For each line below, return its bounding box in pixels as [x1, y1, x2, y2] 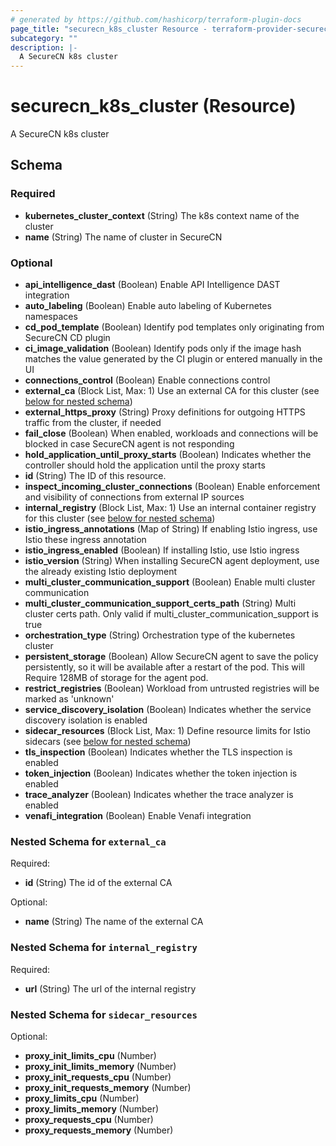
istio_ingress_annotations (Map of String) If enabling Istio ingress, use [24, 523, 318, 535]
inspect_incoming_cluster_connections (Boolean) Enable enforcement [24, 481, 321, 493]
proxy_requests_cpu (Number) [24, 1113, 154, 1125]
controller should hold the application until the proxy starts [24, 459, 266, 471]
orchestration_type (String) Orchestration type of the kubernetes [24, 629, 296, 641]
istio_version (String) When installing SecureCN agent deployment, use [24, 555, 320, 567]
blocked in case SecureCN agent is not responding [24, 438, 235, 450]
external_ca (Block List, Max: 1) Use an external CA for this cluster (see [24, 385, 320, 397]
